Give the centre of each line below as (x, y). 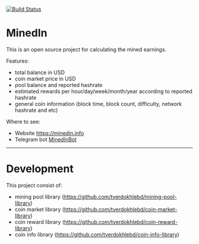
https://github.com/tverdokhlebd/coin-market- (121, 209)
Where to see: (23, 121)
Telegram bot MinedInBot (46, 139)
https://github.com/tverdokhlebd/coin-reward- (121, 221)
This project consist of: (34, 185)
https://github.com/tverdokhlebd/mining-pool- (120, 197)
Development (40, 169)
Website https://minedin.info (49, 133)
